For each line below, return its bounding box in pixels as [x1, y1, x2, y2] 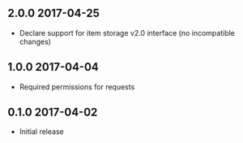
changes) [19, 37, 52, 46]
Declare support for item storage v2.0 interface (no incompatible [19, 28, 236, 37]
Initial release [19, 127, 64, 136]
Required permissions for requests [19, 81, 135, 92]
